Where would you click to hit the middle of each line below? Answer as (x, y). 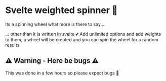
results (12, 45)
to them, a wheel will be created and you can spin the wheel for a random (82, 39)
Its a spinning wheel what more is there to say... (55, 24)
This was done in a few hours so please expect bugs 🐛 (62, 73)
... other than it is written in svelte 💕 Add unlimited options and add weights (83, 34)
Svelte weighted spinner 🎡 (61, 10)
